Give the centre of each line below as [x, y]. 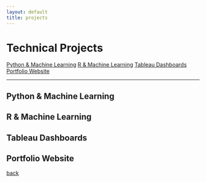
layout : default [27, 12]
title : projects [27, 18]
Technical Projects [55, 48]
